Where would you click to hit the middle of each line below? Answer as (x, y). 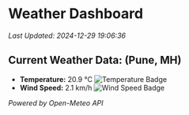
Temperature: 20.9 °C (56, 79)
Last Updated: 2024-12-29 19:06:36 (67, 35)
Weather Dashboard (76, 14)
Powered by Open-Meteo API (56, 102)
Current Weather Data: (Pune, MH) (95, 60)
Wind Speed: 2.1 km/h (56, 87)
